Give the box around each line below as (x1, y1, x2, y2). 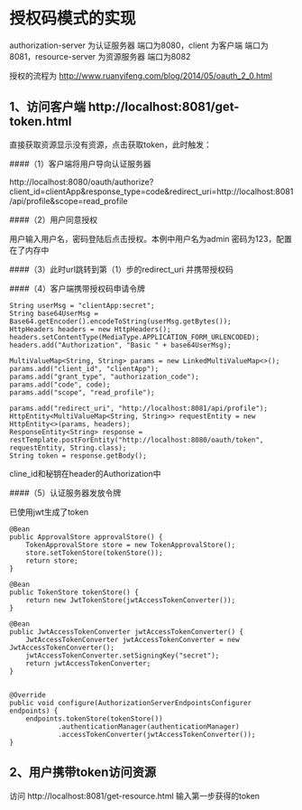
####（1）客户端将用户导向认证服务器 (9, 158, 151, 169)
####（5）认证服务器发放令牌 (9, 487, 122, 498)
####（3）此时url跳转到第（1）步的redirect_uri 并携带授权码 (9, 264, 234, 275)
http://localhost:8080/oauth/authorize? (9, 176, 154, 187)
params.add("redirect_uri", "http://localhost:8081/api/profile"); (9, 404, 269, 413)
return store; (25, 556, 78, 565)
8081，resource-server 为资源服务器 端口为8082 (9, 51, 191, 61)
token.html (9, 114, 72, 129)
